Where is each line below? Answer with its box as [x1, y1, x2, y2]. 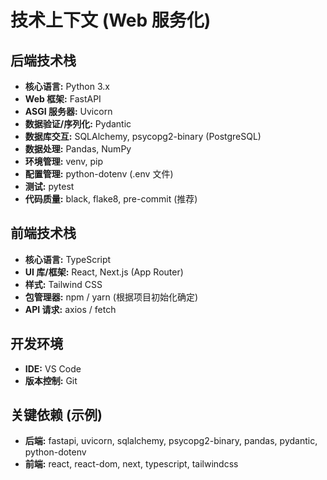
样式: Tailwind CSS [24, 278, 103, 290]
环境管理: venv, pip [24, 156, 104, 167]
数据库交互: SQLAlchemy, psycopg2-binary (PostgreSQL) [24, 131, 262, 142]
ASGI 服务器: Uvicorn [24, 106, 113, 117]
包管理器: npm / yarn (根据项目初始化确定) [24, 291, 199, 303]
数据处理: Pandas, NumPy [24, 143, 132, 155]
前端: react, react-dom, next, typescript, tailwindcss [24, 458, 239, 470]
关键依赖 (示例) [10, 407, 103, 424]
